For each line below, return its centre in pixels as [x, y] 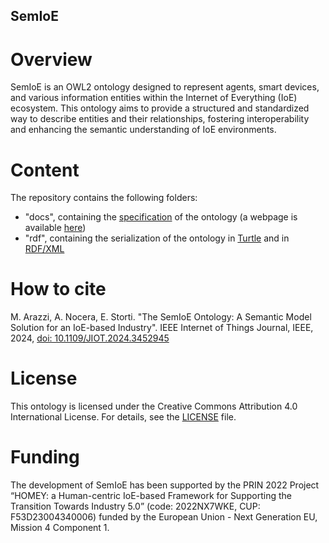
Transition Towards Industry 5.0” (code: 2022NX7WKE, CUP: [135, 506]
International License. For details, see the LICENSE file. [123, 417]
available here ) [55, 228]
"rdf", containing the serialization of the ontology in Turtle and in [157, 238]
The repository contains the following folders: [104, 198]
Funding [45, 457]
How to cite [58, 289]
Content [45, 170]
